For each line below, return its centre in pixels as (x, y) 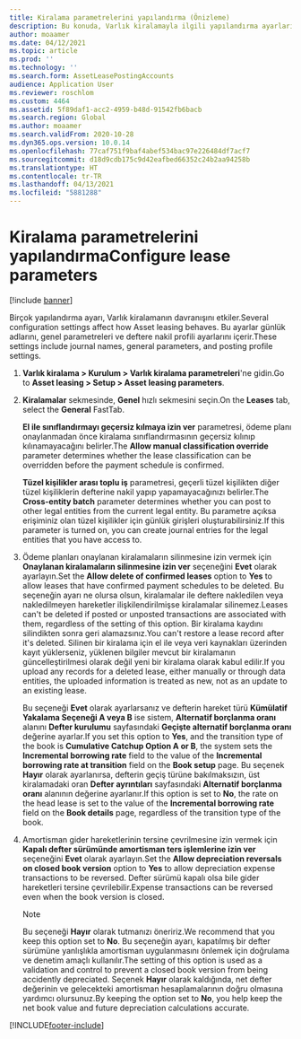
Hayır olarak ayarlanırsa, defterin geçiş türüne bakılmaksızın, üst (141, 774)
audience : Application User (62, 84)
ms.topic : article (43, 51)
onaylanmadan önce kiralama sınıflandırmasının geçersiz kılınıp (138, 436)
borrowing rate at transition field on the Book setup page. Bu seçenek (153, 764)
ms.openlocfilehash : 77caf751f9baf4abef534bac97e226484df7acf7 (130, 151)
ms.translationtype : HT (54, 168)
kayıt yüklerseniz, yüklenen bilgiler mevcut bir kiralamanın (129, 652)
